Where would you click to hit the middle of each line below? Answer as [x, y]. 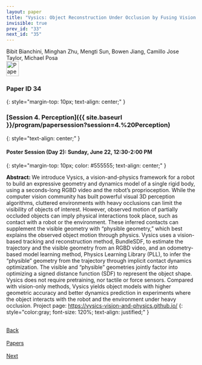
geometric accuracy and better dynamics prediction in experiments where [99, 292]
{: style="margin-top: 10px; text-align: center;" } [66, 102]
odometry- [180, 248]
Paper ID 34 [24, 89]
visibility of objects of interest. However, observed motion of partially [92, 209]
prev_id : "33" [24, 29]
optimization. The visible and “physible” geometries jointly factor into [92, 267]
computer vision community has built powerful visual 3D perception [91, 196]
